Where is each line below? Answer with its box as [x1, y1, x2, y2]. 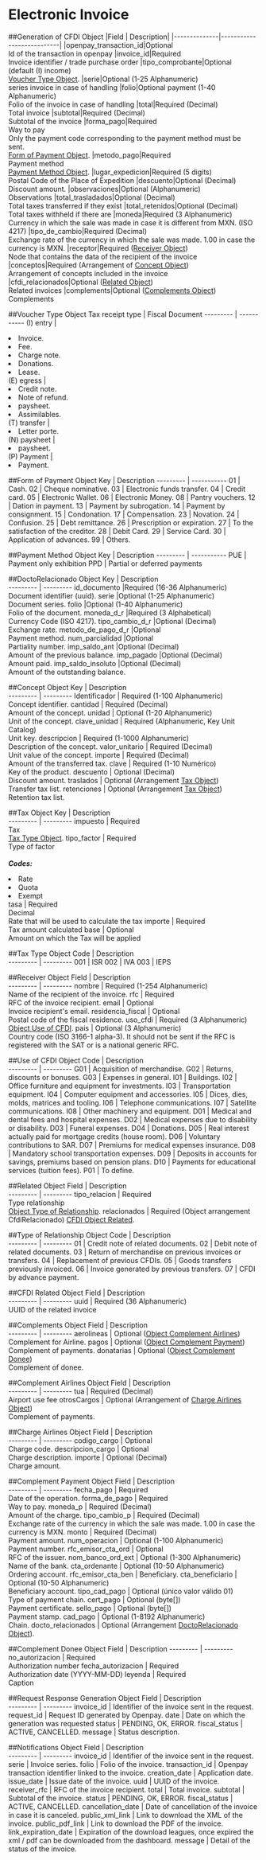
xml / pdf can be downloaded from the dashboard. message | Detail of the [8, 1835, 251, 1845]
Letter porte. [18, 426, 60, 435]
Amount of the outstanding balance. [8, 667, 126, 677]
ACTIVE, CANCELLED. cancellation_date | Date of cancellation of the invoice [8, 1801, 258, 1811]
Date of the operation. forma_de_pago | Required [8, 1493, 168, 1503]
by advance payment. [8, 1272, 79, 1282]
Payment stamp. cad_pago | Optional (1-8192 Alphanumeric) [8, 1612, 206, 1621]
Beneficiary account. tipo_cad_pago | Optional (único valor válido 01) [8, 1586, 234, 1596]
